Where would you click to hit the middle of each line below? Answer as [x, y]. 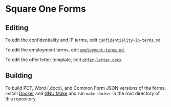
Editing [17, 28]
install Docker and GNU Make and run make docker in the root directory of [83, 93]
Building [19, 76]
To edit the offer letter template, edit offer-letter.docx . [64, 60]
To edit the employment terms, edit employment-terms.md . [65, 50]
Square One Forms [46, 9]
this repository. [21, 99]
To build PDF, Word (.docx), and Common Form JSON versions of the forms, [86, 88]
